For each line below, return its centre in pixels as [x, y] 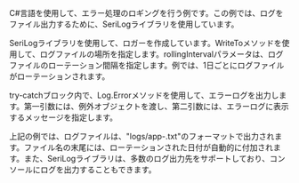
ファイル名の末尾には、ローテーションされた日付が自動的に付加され [149, 147]
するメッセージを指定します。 [64, 117]
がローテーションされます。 [60, 76]
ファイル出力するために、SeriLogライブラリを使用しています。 [124, 24]
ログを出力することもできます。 [98, 170]
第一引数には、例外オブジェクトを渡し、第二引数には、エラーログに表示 [156, 106]
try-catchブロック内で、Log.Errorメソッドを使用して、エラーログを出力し [144, 95]
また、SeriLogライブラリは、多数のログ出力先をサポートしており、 [147, 159]
